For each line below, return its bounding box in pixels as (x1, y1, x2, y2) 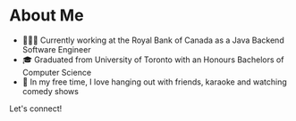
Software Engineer (21, 44, 91, 54)
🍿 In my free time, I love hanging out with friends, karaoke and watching (21, 77, 288, 87)
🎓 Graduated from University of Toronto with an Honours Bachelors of (21, 54, 284, 65)
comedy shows (21, 85, 79, 96)
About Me (9, 5, 84, 26)
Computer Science (21, 67, 92, 77)
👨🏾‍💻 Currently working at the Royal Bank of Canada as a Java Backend (21, 35, 284, 45)
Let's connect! (9, 103, 63, 114)
